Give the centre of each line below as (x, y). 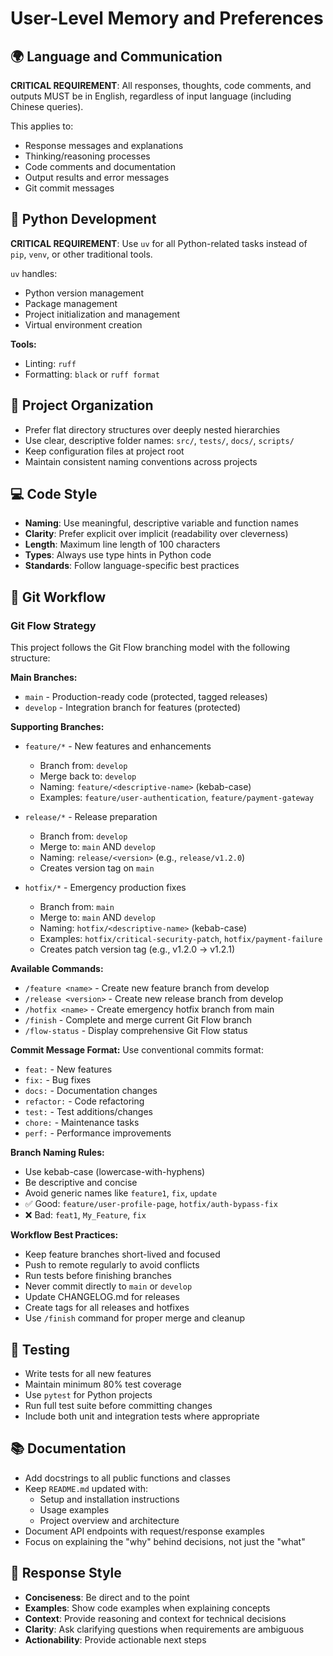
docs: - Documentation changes (91, 1091)
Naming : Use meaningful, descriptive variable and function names (161, 523)
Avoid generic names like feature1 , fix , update (121, 1193)
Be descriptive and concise (81, 1183)
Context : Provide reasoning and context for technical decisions (155, 1618)
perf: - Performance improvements (98, 1133)
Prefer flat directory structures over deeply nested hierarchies (152, 429)
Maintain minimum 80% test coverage (103, 1384)
